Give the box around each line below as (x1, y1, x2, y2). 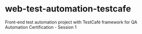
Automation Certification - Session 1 (5, 24, 77, 30)
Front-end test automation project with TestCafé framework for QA (5, 19, 138, 25)
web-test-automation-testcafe (5, 3, 131, 14)
